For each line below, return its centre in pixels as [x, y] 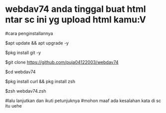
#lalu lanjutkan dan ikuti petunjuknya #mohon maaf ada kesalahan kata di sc [83, 101]
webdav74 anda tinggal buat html [76, 9]
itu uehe [14, 106]
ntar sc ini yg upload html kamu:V [76, 20]
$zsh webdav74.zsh [26, 91]
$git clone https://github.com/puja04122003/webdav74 [62, 62]
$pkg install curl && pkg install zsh [40, 81]
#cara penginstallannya [29, 33]
